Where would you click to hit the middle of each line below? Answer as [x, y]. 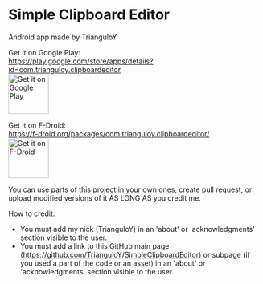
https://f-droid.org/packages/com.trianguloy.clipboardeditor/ [109, 133]
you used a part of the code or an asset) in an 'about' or [113, 263]
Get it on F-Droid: [37, 125]
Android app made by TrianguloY [63, 37]
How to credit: [32, 213]
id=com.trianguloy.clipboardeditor [65, 69]
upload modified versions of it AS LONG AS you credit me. [105, 197]
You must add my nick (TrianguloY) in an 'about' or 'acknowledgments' [138, 229]
